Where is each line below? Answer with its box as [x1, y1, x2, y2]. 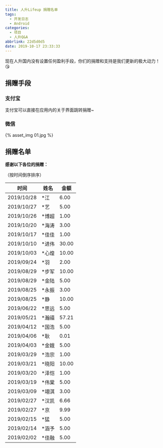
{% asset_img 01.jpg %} [5, 132, 54, 138]
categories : [5, 26, 29, 31]
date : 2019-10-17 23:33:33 [5, 44, 60, 49]
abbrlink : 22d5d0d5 [5, 39, 45, 44]
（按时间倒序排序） [5, 172, 44, 178]
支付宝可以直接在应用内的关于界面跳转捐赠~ [5, 107, 94, 113]
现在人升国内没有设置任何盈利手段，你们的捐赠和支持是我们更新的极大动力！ [5, 58, 160, 64]
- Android [9, 21, 29, 26]
